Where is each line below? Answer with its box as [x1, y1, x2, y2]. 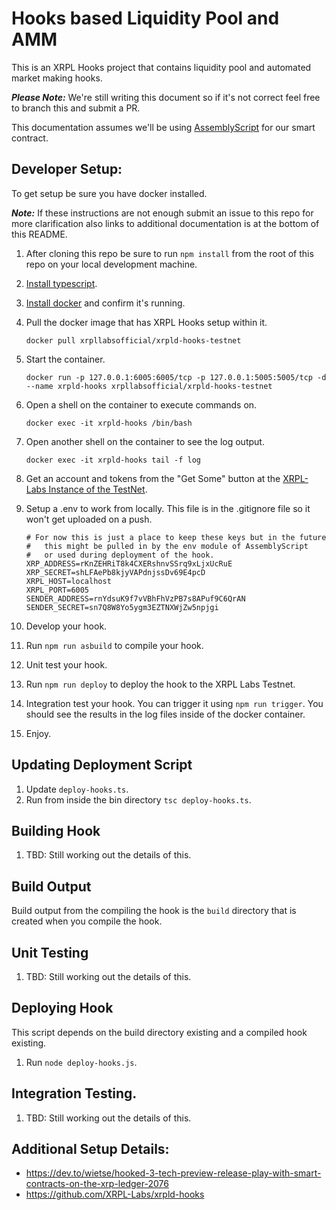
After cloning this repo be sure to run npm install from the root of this [25, 247, 314, 259]
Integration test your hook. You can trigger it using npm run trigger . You [25, 697, 324, 709]
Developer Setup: [11, 161, 123, 178]
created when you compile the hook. [11, 915, 163, 927]
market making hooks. [11, 72, 103, 84]
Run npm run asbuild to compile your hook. [25, 639, 204, 651]
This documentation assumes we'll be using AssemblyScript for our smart [11, 121, 316, 133]
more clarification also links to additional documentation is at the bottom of [11, 217, 320, 229]
